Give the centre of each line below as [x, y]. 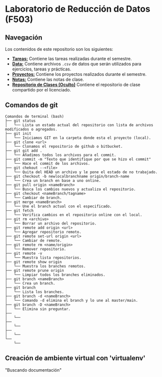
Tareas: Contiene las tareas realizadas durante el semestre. [72, 59]
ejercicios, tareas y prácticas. [42, 69]
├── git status [20, 121]
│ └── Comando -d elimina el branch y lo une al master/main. [72, 300]
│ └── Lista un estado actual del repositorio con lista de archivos [79, 125]
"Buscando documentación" [33, 370]
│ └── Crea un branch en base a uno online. [53, 180]
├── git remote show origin [34, 262]
